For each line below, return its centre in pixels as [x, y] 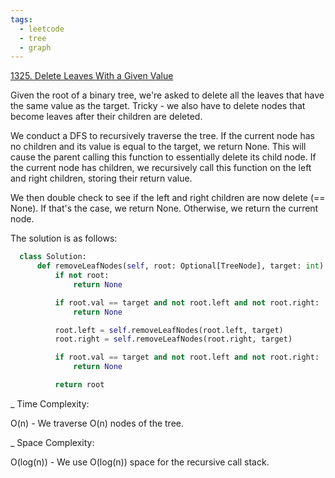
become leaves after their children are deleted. [106, 117]
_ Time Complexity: [50, 403]
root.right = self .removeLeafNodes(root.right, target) [173, 339]
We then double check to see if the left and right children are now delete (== [168, 198]
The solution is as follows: [64, 238]
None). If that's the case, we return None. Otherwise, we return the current [164, 208]
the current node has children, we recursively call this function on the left [161, 168]
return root [79, 385]
